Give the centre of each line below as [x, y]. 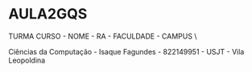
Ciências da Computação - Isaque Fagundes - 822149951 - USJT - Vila [126, 51]
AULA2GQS [48, 14]
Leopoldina [27, 60]
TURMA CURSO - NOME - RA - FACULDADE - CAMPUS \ [103, 36]
